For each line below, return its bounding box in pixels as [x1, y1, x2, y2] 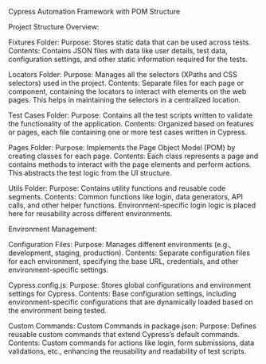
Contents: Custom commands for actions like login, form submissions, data [8, 338, 255, 347]
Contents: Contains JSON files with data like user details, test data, [8, 46, 229, 55]
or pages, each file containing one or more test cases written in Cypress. [8, 127, 248, 137]
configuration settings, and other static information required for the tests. [8, 55, 248, 64]
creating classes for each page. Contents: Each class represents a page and [8, 151, 259, 161]
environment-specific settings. [8, 265, 109, 274]
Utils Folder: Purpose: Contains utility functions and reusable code [8, 184, 226, 193]
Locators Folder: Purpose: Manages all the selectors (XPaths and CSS [8, 70, 237, 79]
